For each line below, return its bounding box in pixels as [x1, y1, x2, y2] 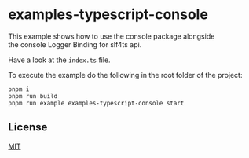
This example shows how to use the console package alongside [8, 31, 215, 41]
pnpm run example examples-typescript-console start [8, 99, 185, 107]
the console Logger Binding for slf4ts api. [8, 39, 142, 49]
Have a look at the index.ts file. [8, 55, 112, 64]
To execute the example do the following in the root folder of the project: [8, 70, 243, 79]
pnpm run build [8, 92, 58, 100]
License [8, 120, 48, 134]
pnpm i [8, 85, 30, 94]
